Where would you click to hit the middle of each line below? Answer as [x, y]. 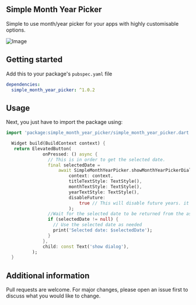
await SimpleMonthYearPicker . [95, 171]
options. [16, 30]
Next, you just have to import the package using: [64, 122]
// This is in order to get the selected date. [106, 160]
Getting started [34, 60]
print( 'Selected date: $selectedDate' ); [103, 230]
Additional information [48, 275]
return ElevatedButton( [43, 148]
